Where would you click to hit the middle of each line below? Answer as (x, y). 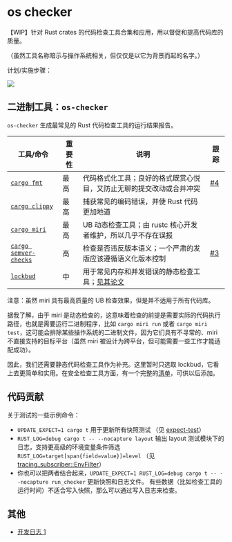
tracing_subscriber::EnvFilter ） (61, 464)
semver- (23, 253)
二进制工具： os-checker (58, 107)
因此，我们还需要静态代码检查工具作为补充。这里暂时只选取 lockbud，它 (110, 364)
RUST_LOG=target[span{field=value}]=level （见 (86, 455)
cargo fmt (27, 183)
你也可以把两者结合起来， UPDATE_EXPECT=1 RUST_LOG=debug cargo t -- (117, 473)
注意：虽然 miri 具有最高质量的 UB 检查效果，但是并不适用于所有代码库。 (111, 300)
